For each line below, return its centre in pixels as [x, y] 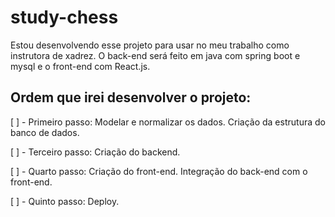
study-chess [64, 17]
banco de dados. [45, 132]
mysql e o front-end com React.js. [80, 66]
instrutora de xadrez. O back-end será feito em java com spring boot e [155, 55]
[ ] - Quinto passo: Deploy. [65, 201]
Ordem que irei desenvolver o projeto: [131, 97]
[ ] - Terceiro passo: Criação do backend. [95, 152]
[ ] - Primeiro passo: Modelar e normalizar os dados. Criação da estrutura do [168, 122]
